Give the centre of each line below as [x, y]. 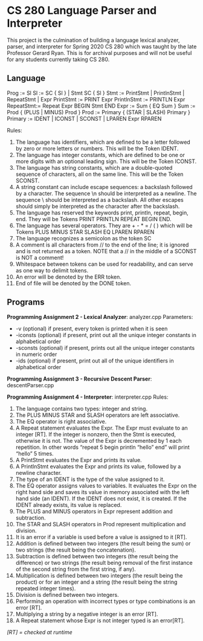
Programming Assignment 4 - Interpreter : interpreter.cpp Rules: [88, 397]
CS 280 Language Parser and [82, 11]
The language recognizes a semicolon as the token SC [83, 238]
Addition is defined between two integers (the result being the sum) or [103, 543]
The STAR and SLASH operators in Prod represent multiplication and [101, 524]
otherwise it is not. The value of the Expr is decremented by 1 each [98, 440]
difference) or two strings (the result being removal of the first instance [104, 562]
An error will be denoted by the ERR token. [68, 277]
